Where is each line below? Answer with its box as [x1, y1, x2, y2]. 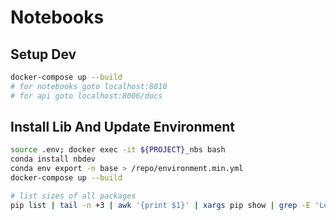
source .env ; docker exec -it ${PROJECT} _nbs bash [10, 145, 226, 155]
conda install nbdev [10, 154, 97, 165]
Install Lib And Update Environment [10, 119, 235, 136]
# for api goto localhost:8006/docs [10, 91, 163, 101]
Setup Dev [10, 46, 77, 63]
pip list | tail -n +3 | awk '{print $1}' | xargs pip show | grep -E [10, 200, 311, 210]
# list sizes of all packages [10, 191, 137, 201]
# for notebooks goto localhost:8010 [10, 81, 168, 91]
